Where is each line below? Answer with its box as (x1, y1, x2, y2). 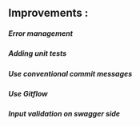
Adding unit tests (8, 49, 67, 58)
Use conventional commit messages (8, 69, 133, 78)
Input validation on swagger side (8, 109, 121, 119)
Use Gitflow (8, 89, 48, 99)
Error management (8, 28, 74, 38)
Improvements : (8, 6, 89, 20)
